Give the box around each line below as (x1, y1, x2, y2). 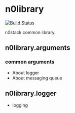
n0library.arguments (5, 43, 71, 52)
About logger (12, 70, 39, 75)
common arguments (5, 58, 55, 65)
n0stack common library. (5, 29, 56, 35)
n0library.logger (5, 89, 57, 98)
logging (12, 102, 28, 108)
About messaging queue (12, 75, 63, 81)
